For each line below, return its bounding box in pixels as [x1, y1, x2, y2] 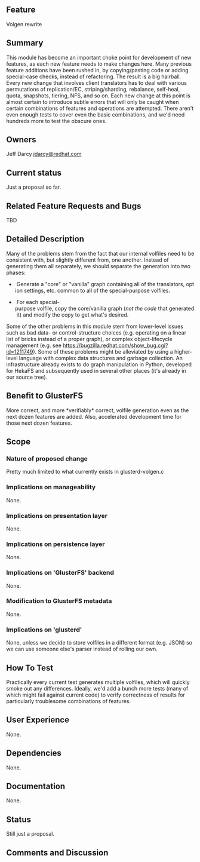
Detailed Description [6, 234, 85, 244]
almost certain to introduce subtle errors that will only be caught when [6, 98, 179, 105]
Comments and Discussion [6, 848, 109, 858]
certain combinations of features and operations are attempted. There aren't [6, 105, 194, 112]
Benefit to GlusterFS [6, 391, 84, 401]
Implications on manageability [6, 483, 96, 492]
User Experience [6, 715, 70, 725]
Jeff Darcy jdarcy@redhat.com [6, 151, 82, 158]
